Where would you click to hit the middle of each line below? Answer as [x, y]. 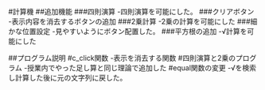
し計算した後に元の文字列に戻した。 [68, 78]
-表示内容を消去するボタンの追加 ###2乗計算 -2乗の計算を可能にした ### [129, 21]
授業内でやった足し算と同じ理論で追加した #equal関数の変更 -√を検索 [142, 68]
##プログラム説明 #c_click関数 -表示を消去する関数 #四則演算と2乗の [122, 58]
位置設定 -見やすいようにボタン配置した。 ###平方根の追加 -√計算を [134, 31]
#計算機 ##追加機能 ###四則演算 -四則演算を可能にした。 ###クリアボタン [131, 11]
